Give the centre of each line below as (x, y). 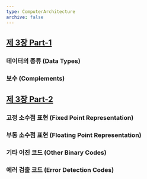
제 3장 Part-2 (30, 99)
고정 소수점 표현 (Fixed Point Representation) (70, 118)
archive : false (25, 17)
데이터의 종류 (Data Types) (44, 61)
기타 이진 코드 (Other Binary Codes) (56, 152)
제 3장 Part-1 (29, 42)
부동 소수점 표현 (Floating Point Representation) (74, 135)
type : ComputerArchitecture (41, 12)
